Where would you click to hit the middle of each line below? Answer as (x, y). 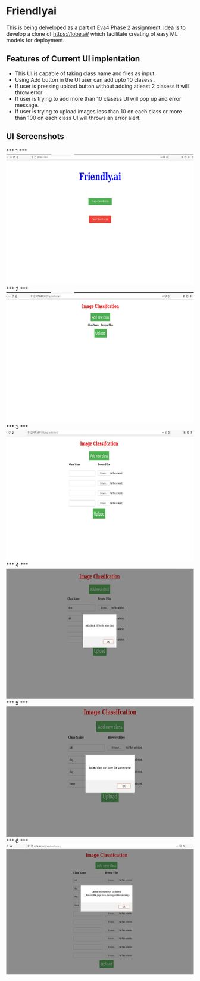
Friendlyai (32, 11)
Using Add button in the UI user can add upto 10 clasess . (85, 79)
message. (27, 105)
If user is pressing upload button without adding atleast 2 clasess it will (102, 86)
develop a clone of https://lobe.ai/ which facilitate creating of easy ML (92, 33)
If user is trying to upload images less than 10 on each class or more (99, 111)
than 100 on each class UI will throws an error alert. (78, 118)
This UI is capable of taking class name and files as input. (85, 73)
